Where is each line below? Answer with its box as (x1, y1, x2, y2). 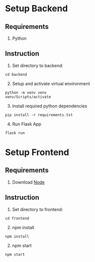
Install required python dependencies (12, 103, 88, 109)
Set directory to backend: (12, 62, 63, 69)
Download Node (12, 179, 45, 185)
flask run (5, 130, 25, 135)
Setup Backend (5, 3, 68, 14)
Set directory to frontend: (12, 206, 63, 212)
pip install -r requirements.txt (5, 112, 73, 118)
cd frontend (5, 216, 29, 221)
